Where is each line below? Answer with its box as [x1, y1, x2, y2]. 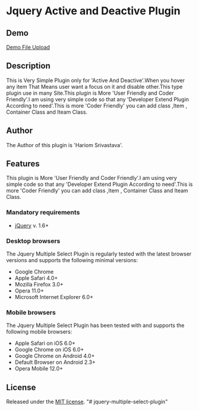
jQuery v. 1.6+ [14, 222, 49, 229]
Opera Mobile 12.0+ [14, 365, 64, 372]
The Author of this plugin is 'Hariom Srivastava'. [6, 141, 123, 148]
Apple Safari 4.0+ [14, 275, 58, 282]
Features [6, 159, 40, 169]
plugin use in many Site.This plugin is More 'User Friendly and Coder [6, 89, 174, 96]
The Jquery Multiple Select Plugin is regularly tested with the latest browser [6, 250, 192, 257]
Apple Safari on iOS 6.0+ [14, 340, 76, 347]
